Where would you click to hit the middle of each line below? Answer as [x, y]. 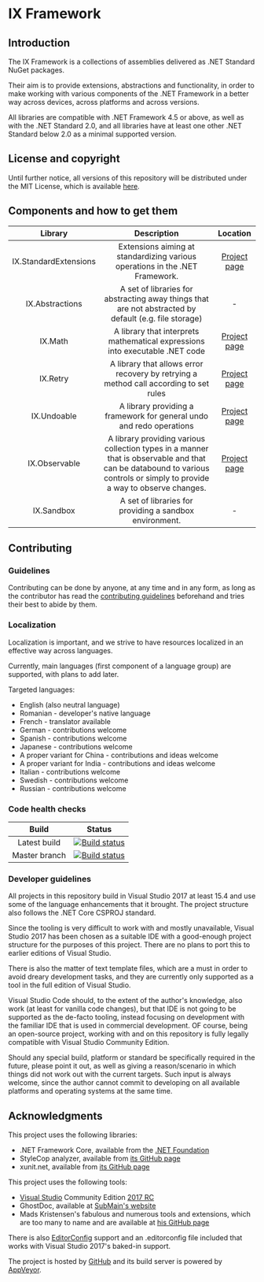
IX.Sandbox [54, 511]
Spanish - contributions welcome [73, 738]
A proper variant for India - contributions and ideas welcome [117, 763]
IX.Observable [54, 463]
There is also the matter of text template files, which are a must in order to [128, 968]
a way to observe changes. [156, 488]
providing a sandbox [157, 511]
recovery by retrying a [156, 373]
